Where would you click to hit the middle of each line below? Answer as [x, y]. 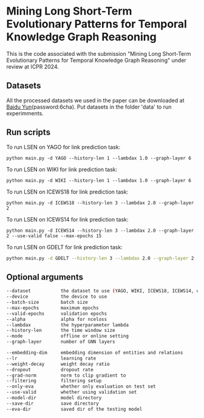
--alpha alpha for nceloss [57, 319]
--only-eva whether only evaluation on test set [81, 386]
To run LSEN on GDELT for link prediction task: [64, 247]
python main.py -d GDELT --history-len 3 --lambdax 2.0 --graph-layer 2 [100, 258]
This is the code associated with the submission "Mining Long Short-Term [99, 53]
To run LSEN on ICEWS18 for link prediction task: [67, 192]
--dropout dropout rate [50, 369]
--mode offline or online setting [68, 336]
